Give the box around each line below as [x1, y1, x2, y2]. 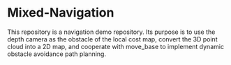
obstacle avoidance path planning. [7, 50, 107, 58]
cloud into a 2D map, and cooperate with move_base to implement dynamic [7, 42, 225, 50]
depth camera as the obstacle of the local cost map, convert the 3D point [7, 35, 218, 43]
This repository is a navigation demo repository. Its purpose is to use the [7, 28, 216, 36]
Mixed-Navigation [7, 5, 114, 21]
